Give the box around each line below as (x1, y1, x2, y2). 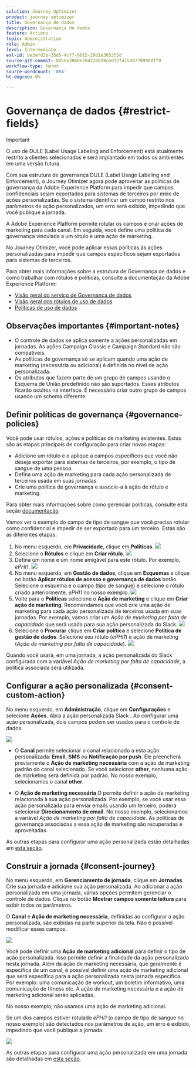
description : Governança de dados (6, 25, 91, 31)
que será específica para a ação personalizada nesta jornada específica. (6, 973, 182, 980)
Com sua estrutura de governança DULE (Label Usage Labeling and (6, 171, 170, 179)
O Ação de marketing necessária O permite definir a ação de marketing (14, 789, 190, 796)
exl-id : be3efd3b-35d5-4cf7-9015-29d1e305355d (6, 52, 122, 58)
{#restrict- (118, 104, 171, 118)
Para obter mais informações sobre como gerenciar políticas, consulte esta (6, 501, 188, 508)
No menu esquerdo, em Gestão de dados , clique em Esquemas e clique (14, 569, 190, 577)
